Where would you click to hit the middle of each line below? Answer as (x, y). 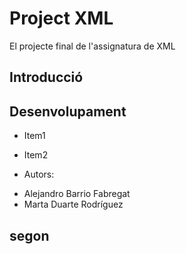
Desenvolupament (68, 111)
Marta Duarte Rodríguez (73, 204)
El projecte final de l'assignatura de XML (92, 46)
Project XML (61, 18)
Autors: (39, 174)
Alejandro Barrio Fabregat (77, 194)
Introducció (46, 77)
